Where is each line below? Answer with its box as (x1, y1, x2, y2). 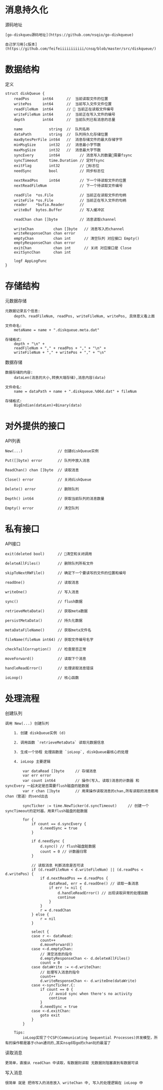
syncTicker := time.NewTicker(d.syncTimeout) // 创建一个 (23, 803, 149, 808)
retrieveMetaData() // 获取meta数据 (5, 608, 88, 613)
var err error (23, 773, 51, 778)
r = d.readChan (40, 908, 71, 913)
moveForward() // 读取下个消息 (5, 656, 87, 661)
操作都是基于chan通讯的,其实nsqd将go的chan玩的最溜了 (12, 1040, 111, 1045)
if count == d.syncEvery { (31, 821, 87, 826)
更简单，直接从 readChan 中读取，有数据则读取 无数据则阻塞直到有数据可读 (5, 1060, 139, 1065)
